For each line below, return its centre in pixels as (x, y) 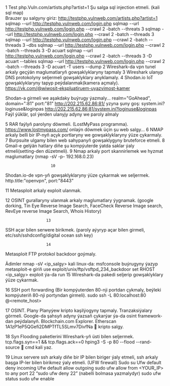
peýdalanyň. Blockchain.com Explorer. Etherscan (65, 321)
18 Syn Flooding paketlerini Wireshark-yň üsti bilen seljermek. (70, 336)
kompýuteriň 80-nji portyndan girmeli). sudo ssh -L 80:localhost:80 (76, 295)
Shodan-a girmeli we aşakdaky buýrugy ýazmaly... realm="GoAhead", (78, 98)
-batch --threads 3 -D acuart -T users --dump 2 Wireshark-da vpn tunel (80, 67)
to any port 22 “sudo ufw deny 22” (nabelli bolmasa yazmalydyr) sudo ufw (83, 373)
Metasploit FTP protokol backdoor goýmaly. (51, 254)
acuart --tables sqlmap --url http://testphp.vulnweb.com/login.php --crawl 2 (85, 61)
